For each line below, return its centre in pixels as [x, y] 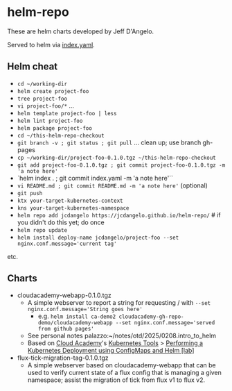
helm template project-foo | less [67, 113]
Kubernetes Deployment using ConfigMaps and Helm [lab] [111, 350]
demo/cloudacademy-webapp [75, 323]
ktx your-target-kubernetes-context [70, 201]
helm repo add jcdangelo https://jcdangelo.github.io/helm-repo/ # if [119, 215]
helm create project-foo [53, 91]
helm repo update [42, 230]
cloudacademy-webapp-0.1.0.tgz [64, 295]
